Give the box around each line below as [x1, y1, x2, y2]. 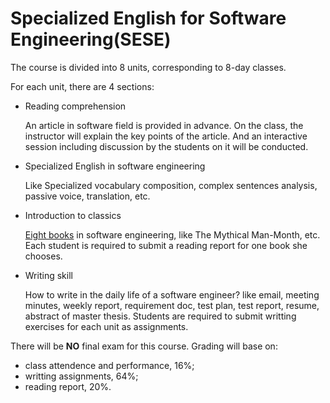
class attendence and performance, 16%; [24, 359, 195, 371]
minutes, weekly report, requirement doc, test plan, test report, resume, [24, 299, 320, 311]
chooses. [24, 250, 63, 262]
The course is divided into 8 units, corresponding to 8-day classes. [10, 61, 287, 73]
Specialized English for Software [10, 7, 287, 30]
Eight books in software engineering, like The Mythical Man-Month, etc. [24, 228, 321, 241]
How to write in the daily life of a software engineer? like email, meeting [24, 288, 320, 301]
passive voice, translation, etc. [24, 190, 151, 202]
